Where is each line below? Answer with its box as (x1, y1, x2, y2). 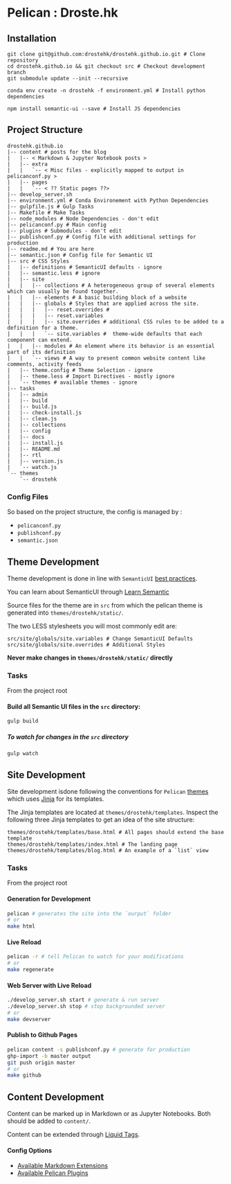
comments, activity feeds (7, 360, 82, 368)
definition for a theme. (7, 324, 79, 331)
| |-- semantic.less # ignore (7, 270, 100, 276)
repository (7, 57, 39, 64)
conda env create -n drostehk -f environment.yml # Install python (7, 87, 206, 94)
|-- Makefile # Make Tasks (7, 209, 85, 216)
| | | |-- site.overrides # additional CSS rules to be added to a (7, 318, 225, 325)
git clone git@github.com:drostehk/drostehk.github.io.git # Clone (7, 51, 206, 58)
